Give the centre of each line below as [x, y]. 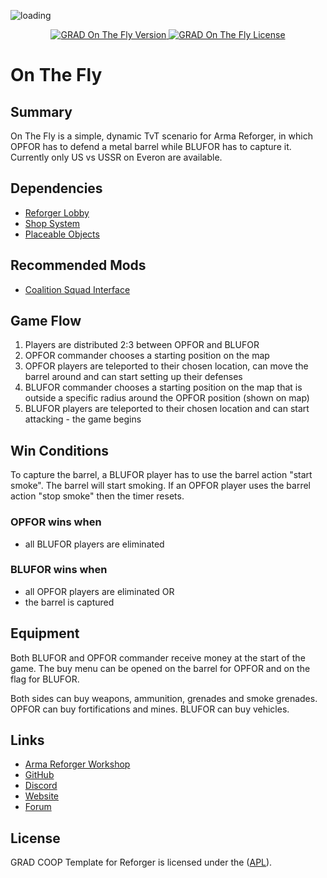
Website [42, 796]
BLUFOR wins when [59, 570]
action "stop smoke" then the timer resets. [97, 496]
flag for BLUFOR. [45, 679]
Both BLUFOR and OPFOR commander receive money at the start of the [158, 657]
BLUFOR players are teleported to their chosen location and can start [167, 409]
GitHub [39, 775]
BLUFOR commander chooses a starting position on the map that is [163, 387]
